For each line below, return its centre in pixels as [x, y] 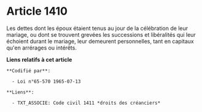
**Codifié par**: [29, 71]
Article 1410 [37, 11]
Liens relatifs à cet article [39, 59]
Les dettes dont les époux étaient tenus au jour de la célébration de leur [97, 28]
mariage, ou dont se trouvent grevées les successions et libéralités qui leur [101, 34]
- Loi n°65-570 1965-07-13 [46, 81]
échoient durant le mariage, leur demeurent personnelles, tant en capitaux [100, 41]
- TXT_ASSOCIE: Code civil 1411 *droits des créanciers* [86, 103]
